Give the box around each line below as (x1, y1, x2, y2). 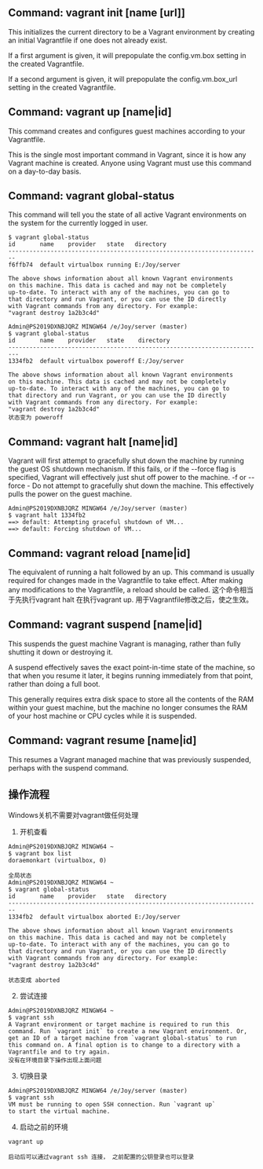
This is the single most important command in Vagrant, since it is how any (8, 149, 247, 159)
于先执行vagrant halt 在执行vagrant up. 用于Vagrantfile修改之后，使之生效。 (8, 595, 254, 604)
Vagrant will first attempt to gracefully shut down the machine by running (8, 456, 245, 466)
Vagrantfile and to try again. (8, 1048, 111, 1056)
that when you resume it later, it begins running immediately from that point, (8, 671, 254, 680)
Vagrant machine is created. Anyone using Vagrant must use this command (8, 158, 252, 167)
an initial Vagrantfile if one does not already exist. (8, 35, 168, 45)
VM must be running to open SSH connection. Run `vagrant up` (8, 1100, 216, 1109)
